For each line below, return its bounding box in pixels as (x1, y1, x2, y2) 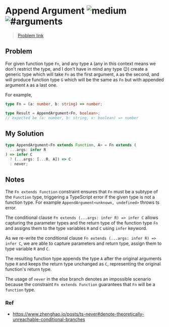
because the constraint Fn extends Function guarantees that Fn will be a (5, 282, 155, 288)
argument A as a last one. (5, 82, 58, 88)
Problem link (17, 32, 44, 38)
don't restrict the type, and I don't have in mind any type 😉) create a (5, 66, 148, 72)
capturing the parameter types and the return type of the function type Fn (5, 220, 158, 226)
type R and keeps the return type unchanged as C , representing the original (5, 261, 161, 267)
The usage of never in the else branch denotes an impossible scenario (5, 276, 151, 282)
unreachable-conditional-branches (12, 316, 86, 322)
